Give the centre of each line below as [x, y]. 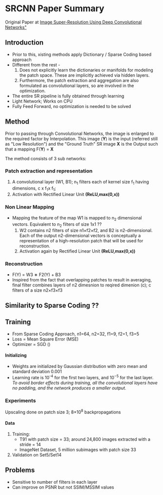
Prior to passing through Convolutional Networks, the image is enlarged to [80, 133]
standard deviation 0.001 [37, 371]
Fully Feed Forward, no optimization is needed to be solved [71, 106]
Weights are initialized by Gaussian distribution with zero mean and [80, 366]
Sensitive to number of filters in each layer [55, 482]
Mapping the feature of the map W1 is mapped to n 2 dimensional [77, 218]
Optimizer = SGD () [31, 344]
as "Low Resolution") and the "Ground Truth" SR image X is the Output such [81, 144]
